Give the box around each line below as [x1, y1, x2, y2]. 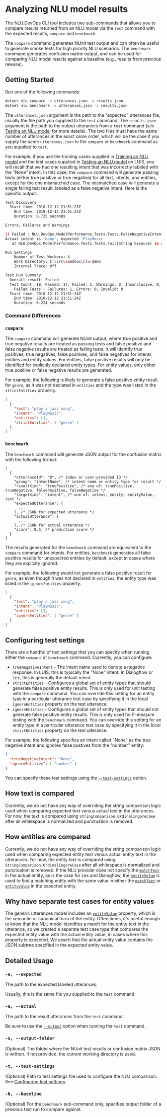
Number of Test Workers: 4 [14, 254, 70, 259]
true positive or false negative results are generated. [5, 367, 113, 373]
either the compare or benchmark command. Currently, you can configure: [5, 654, 153, 660]
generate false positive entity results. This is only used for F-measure [12, 712, 155, 718]
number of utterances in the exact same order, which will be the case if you [5, 133, 160, 139]
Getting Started [5, 76, 54, 84]
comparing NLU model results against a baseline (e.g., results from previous [5, 56, 162, 62]
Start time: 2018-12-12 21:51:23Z [9, 205, 81, 210]
